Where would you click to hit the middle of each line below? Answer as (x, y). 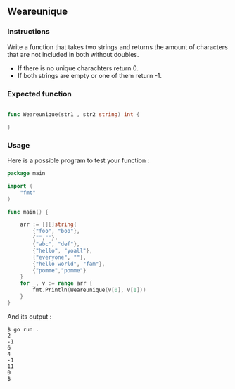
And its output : (30, 317)
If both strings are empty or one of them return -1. (90, 75)
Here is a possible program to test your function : (78, 160)
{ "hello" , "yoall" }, (63, 250)
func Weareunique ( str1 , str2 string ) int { (74, 114)
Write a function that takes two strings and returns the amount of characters (118, 47)
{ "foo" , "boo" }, (56, 231)
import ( (20, 186)
